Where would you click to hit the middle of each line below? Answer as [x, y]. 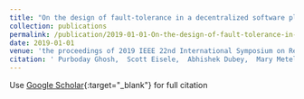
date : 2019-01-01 [42, 43]
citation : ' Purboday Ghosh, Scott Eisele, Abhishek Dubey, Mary [141, 59]
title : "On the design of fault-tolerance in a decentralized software [147, 18]
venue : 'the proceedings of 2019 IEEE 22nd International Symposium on [147, 51]
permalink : [30, 34]
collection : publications [58, 26]
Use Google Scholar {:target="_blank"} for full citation [109, 85]
